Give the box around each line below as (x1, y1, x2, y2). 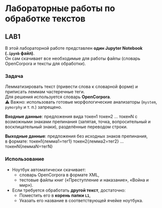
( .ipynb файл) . (5, 50, 35, 56)
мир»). (19, 182, 33, 188)
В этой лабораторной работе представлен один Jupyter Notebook (5, 45, 143, 51)
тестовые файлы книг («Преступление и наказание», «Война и (19, 177, 149, 183)
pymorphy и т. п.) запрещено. (5, 104, 62, 110)
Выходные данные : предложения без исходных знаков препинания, (5, 134, 148, 139)
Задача (5, 73, 23, 79)
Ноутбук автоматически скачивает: (12, 166, 86, 172)
